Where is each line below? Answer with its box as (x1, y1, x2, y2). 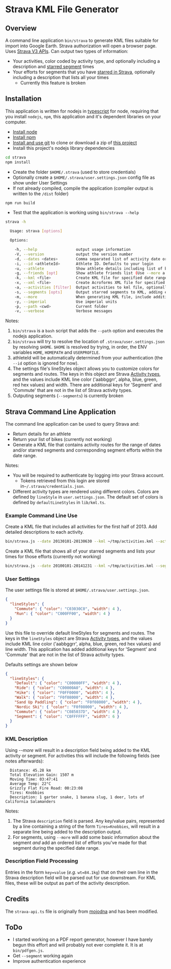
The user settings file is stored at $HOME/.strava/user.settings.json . (5, 587, 150, 593)
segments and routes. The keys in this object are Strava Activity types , (12, 371, 161, 377)
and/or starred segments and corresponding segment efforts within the (12, 447, 162, 453)
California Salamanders (5, 799, 56, 804)
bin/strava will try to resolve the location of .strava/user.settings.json (12, 338, 165, 345)
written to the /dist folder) (12, 190, 69, 197)
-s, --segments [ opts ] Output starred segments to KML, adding (14, 290, 163, 295)
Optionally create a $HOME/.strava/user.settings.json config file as (12, 174, 155, 180)
